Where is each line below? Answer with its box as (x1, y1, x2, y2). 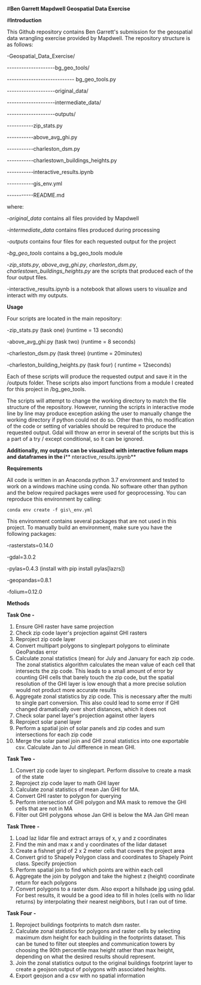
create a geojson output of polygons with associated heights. (15, 966, 167, 972)
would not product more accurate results (15, 687, 117, 693)
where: (7, 203, 25, 210)
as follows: (7, 41, 33, 48)
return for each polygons (15, 879, 77, 886)
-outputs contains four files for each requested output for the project (7, 238, 176, 245)
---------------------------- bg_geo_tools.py (7, 76, 116, 83)
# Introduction (7, 17, 42, 23)
